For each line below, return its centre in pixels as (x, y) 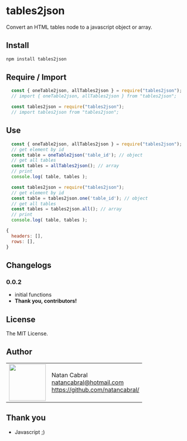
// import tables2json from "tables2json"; (65, 113)
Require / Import (36, 77)
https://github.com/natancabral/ (96, 389)
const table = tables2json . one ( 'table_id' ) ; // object (80, 198)
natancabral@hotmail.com (88, 382)
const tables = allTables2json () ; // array (65, 166)
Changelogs (29, 265)
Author (19, 352)
